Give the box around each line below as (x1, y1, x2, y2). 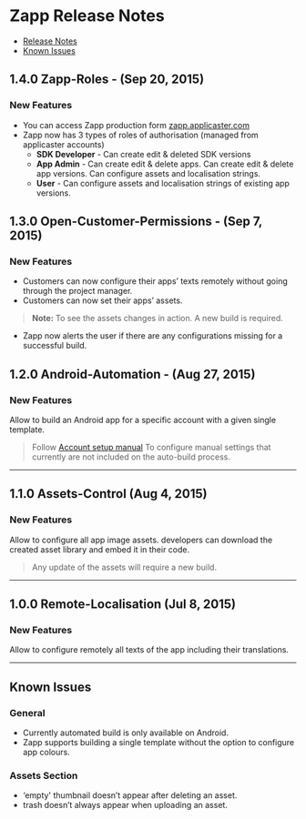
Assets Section (9, 769, 78, 782)
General (9, 706, 46, 719)
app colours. (22, 747, 70, 758)
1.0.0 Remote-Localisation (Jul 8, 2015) (9, 597, 237, 612)
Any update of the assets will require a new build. (31, 561, 217, 572)
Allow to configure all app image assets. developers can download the (9, 534, 273, 545)
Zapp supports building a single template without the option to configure (22, 737, 295, 748)
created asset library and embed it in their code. (9, 543, 190, 555)
